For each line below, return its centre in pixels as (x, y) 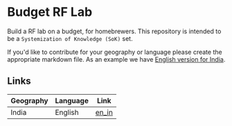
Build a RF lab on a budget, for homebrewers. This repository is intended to (114, 31)
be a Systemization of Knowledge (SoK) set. (70, 38)
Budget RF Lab (50, 12)
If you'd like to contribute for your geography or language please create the (115, 52)
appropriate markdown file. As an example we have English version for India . (116, 59)
